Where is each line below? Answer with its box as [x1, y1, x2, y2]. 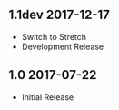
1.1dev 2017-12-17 [8, 7, 111, 23]
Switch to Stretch [21, 31, 87, 42]
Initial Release [21, 91, 74, 103]
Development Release [21, 41, 104, 52]
